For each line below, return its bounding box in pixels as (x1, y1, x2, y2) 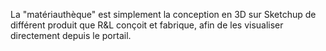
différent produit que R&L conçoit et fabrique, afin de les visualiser (10, 19, 284, 31)
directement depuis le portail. (10, 30, 132, 41)
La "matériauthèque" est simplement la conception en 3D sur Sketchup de (10, 9, 317, 20)
